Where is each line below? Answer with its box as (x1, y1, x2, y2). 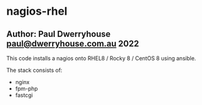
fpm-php (15, 85, 38, 92)
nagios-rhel (6, 4, 68, 18)
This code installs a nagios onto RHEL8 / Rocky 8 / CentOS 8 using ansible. (6, 55, 196, 62)
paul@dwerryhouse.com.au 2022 (6, 38, 139, 49)
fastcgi (15, 91, 33, 99)
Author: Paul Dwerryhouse (6, 29, 111, 39)
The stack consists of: (6, 66, 63, 74)
